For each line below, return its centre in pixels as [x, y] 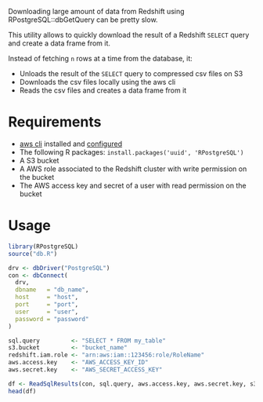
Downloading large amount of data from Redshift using [97, 11]
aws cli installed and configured [71, 144]
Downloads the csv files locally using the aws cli [97, 82]
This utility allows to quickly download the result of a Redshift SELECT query [129, 35]
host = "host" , [47, 298]
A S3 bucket [39, 160]
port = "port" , [47, 305]
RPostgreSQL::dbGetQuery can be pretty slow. [83, 20]
